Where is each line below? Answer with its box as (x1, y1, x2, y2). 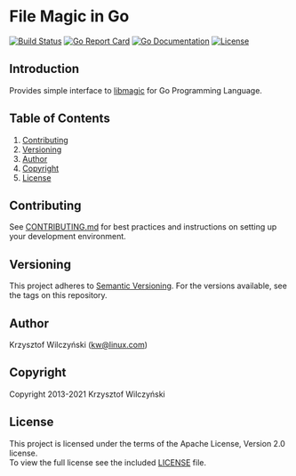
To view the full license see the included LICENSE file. (9, 456, 207, 468)
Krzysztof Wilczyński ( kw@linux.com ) (9, 340, 148, 350)
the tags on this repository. (9, 290, 108, 301)
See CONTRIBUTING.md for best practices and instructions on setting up (9, 222, 277, 232)
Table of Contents (9, 111, 111, 126)
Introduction (9, 61, 80, 77)
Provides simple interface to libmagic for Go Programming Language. (9, 85, 262, 95)
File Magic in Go (9, 6, 130, 27)
